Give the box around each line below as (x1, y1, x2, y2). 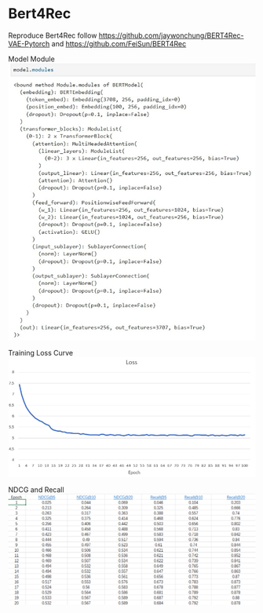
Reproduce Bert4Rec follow (8, 31, 97, 40)
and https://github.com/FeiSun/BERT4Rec (51, 38, 187, 48)
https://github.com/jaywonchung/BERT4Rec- (98, 31, 244, 40)
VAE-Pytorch (8, 38, 50, 48)
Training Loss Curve (8, 348, 74, 357)
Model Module (8, 54, 55, 64)
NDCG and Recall (8, 485, 64, 494)
